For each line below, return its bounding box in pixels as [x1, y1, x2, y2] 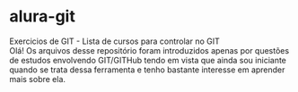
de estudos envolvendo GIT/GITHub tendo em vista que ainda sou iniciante [9, 54, 287, 65]
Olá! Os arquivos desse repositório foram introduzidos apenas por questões [9, 45, 290, 55]
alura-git [9, 6, 76, 27]
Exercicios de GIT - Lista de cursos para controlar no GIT [9, 36, 220, 46]
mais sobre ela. [9, 73, 66, 84]
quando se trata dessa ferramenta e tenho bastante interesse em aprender [9, 64, 285, 75]
